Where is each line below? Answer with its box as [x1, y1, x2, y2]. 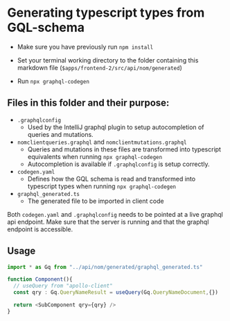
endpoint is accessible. [7, 224, 73, 233]
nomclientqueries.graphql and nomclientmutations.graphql [17, 138, 187, 146]
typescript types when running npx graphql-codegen [27, 182, 177, 190]
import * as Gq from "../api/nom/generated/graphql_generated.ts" [7, 263, 203, 270]
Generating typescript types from [7, 5, 205, 21]
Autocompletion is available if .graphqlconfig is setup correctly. [27, 160, 210, 168]
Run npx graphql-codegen [17, 76, 90, 85]
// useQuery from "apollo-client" [13, 283, 113, 290]
